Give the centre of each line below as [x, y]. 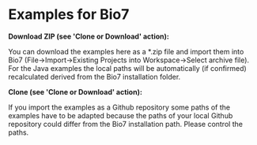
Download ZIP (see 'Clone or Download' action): [89, 36]
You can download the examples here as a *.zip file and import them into [126, 51]
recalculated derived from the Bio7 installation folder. [94, 76]
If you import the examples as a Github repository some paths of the [119, 107]
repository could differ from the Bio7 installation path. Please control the [126, 124]
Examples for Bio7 [69, 15]
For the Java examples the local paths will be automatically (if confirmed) [127, 68]
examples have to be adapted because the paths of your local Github [121, 115]
